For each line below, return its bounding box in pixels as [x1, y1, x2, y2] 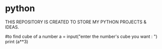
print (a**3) [5, 38, 28, 44]
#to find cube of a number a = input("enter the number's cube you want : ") [5, 33, 158, 39]
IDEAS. [5, 24, 19, 30]
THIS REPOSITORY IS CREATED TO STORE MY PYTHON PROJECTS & [5, 19, 147, 25]
